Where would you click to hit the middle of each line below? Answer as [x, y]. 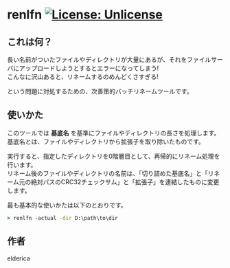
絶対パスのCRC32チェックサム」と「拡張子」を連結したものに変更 [125, 181]
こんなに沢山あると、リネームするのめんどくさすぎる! [83, 77]
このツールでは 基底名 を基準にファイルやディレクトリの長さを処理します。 [114, 133]
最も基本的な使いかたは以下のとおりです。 [67, 205]
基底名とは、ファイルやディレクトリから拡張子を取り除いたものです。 [106, 142]
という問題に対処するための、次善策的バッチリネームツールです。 [100, 91]
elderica [19, 258]
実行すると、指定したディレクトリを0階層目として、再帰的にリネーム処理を [114, 156]
